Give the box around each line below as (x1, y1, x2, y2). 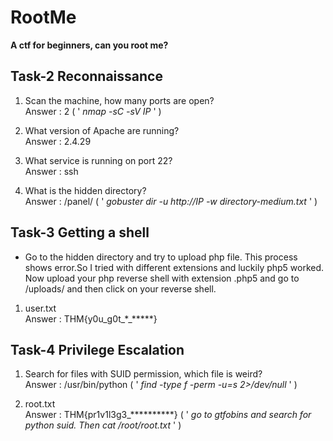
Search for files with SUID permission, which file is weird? (24, 368, 263, 380)
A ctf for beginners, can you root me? (10, 39, 169, 51)
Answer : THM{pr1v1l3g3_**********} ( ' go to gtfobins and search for (24, 409, 312, 421)
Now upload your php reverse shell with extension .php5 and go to (24, 272, 300, 284)
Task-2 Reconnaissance (10, 68, 163, 85)
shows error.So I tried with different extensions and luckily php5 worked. (24, 261, 325, 273)
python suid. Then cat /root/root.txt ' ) (24, 419, 182, 431)
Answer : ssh (24, 165, 79, 177)
